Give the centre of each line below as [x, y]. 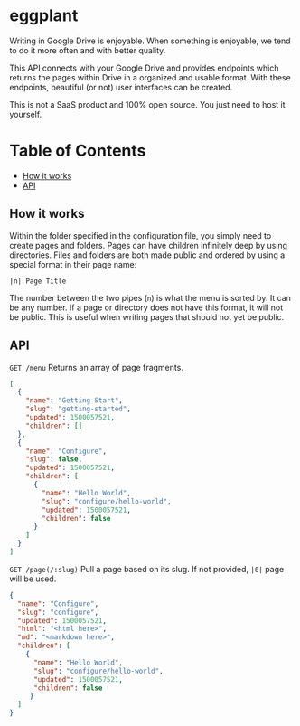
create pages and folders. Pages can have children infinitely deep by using [148, 245]
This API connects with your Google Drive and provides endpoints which [144, 68]
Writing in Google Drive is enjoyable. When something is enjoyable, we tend [150, 41]
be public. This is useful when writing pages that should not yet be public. [147, 316]
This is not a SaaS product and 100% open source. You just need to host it [148, 104]
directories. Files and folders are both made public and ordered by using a [147, 255]
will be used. [33, 579]
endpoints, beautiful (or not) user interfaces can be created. [121, 87]
